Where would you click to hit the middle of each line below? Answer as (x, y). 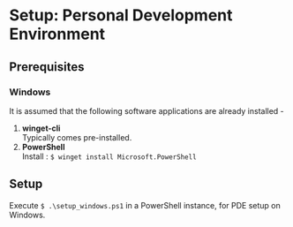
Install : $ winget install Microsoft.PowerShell (109, 156)
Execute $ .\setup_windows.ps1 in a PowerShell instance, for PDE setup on (145, 205)
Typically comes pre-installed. (77, 137)
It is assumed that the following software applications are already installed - (146, 110)
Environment (57, 34)
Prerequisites (47, 67)
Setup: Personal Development (121, 15)
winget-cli (41, 128)
